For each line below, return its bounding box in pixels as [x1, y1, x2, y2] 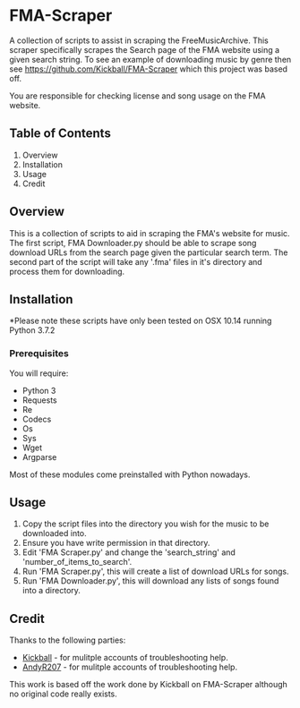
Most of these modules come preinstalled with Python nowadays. [9, 469, 251, 480]
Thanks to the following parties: [9, 635, 126, 645]
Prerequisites [9, 347, 69, 360]
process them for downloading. [9, 266, 125, 277]
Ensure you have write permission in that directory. [21, 538, 210, 549]
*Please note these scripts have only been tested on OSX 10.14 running [9, 315, 272, 327]
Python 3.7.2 [9, 325, 56, 336]
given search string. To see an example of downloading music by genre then [9, 54, 292, 64]
